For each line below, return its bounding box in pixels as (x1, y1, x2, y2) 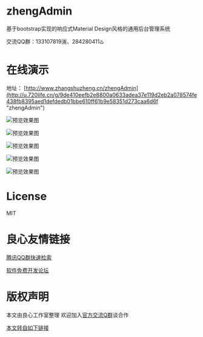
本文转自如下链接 (6, 324, 49, 331)
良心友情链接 (6, 233, 71, 246)
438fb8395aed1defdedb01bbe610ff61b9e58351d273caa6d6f (6, 97, 159, 105)
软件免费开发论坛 (6, 266, 49, 273)
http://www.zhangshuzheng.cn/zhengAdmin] (25, 84, 138, 91)
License (6, 189, 47, 203)
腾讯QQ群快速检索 (6, 254, 52, 261)
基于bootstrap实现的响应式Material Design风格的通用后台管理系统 (6, 25, 171, 32)
